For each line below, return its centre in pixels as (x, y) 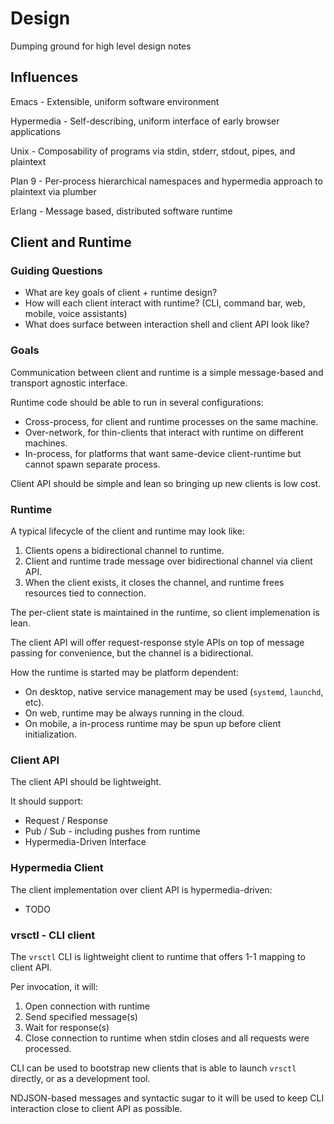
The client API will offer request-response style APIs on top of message (157, 643)
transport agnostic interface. (69, 383)
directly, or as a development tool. (80, 1078)
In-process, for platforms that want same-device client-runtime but (163, 453)
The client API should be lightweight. (86, 782)
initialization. (50, 734)
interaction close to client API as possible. (96, 1108)
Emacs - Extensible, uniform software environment (115, 101)
